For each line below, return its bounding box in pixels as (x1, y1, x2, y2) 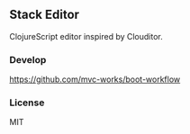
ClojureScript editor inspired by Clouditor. (9, 31, 164, 41)
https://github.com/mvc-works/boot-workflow (9, 74, 181, 85)
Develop (9, 53, 47, 66)
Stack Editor (9, 7, 79, 22)
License (9, 96, 45, 109)
